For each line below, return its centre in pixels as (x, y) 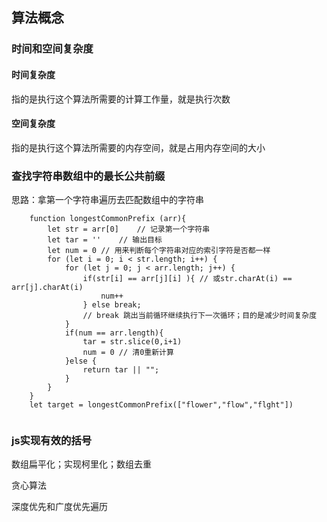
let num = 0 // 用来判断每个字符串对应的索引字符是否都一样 (159, 251)
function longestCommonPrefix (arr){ (108, 219)
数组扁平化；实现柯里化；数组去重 (81, 464)
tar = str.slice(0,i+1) (132, 342)
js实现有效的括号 (52, 440)
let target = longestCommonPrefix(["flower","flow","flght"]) (161, 405)
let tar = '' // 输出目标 (105, 240)
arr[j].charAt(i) (47, 288)
